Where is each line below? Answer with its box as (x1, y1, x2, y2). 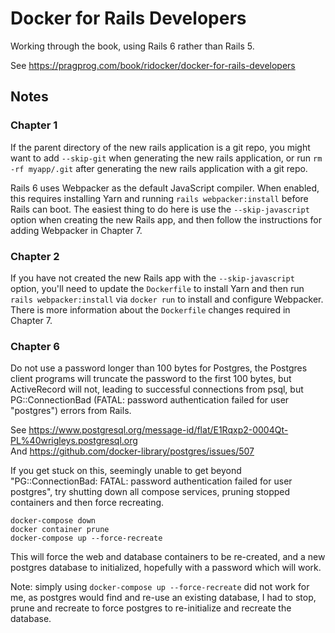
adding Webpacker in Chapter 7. (10, 224, 143, 236)
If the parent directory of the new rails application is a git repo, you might (10, 141, 311, 153)
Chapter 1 (10, 118, 58, 132)
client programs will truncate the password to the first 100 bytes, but (10, 373, 292, 385)
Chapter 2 (10, 249, 60, 263)
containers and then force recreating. (10, 497, 165, 509)
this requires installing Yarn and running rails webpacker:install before (10, 192, 309, 204)
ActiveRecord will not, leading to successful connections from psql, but (10, 383, 304, 396)
